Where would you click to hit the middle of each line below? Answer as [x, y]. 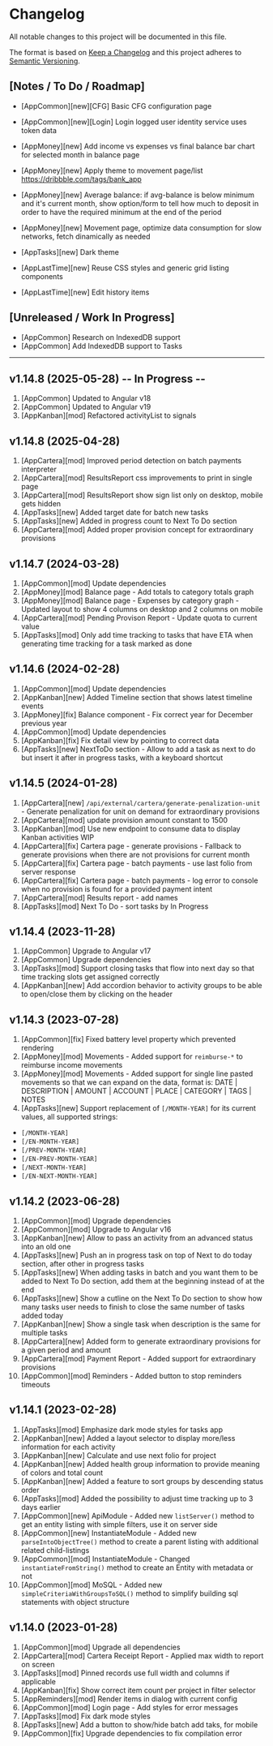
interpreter [39, 469]
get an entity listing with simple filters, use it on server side [119, 1524]
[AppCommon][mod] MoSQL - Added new [92, 1585]
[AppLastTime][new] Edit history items [85, 292]
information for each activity [68, 1447]
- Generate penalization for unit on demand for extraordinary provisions [140, 811]
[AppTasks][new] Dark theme [70, 252]
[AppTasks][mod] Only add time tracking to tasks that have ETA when [137, 635]
